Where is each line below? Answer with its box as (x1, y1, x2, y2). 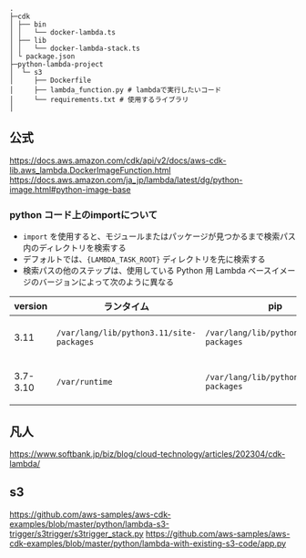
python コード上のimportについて (9, 208, 158, 221)
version (14, 300, 48, 313)
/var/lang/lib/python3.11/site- (56, 328, 197, 338)
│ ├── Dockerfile (9, 76, 92, 85)
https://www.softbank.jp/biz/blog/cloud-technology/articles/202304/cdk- (9, 448, 286, 460)
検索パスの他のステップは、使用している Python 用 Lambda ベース (22, 265, 272, 276)
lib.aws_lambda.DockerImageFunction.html (9, 164, 171, 175)
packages (56, 337, 94, 347)
